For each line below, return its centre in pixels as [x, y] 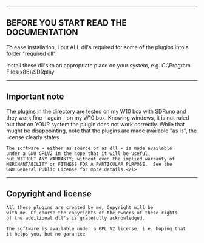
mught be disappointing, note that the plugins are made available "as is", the [102, 131]
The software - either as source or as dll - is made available [89, 148]
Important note [35, 97]
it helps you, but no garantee [46, 234]
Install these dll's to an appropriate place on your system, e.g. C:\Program [98, 65]
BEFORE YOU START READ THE [66, 23]
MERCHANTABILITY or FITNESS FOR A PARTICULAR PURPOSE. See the [89, 164]
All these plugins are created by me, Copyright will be [80, 208]
